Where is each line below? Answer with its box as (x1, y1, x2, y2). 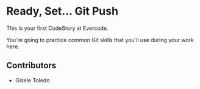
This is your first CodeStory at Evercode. (6, 24, 109, 32)
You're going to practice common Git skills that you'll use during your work (6, 36, 194, 43)
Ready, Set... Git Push (6, 4, 119, 18)
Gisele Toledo (15, 76, 50, 84)
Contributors (6, 60, 57, 71)
